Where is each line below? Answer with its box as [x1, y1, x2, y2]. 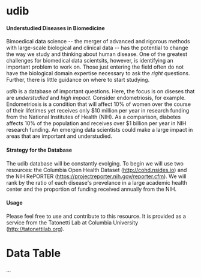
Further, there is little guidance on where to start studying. [6, 76, 150, 84]
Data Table [6, 246, 61, 260]
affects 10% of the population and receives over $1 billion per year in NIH [6, 120, 187, 127]
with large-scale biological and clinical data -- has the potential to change [6, 44, 188, 52]
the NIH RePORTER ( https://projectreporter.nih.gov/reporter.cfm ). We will [6, 173, 187, 180]
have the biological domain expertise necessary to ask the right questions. [6, 70, 190, 77]
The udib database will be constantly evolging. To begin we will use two [6, 159, 184, 167]
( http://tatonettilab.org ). [6, 225, 65, 232]
